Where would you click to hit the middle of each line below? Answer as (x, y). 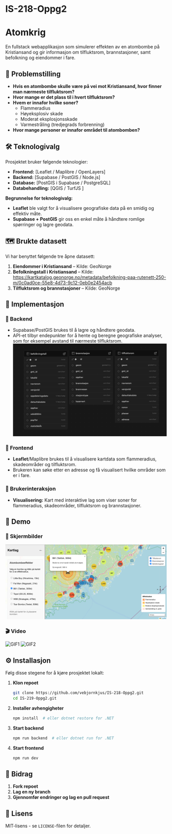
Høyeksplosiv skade (41, 113)
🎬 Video (16, 631)
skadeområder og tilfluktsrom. (45, 465)
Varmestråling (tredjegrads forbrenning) (62, 125)
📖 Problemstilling (33, 74)
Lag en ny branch (31, 792)
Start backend (28, 728)
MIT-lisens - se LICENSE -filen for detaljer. (48, 826)
